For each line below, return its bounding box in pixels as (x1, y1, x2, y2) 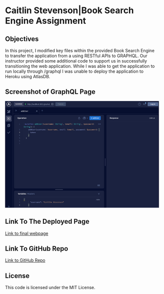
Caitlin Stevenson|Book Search (5, 5, 134, 16)
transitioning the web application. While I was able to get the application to (5, 63, 155, 69)
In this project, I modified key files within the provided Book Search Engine (5, 48, 155, 53)
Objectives (5, 35, 39, 43)
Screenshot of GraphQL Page (5, 88, 96, 96)
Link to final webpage (5, 230, 49, 236)
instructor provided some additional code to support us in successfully (5, 58, 147, 63)
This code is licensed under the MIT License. (5, 285, 96, 291)
